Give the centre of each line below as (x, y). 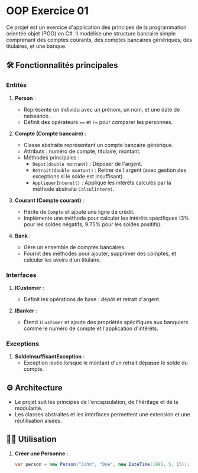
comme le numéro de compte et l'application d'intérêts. (91, 328)
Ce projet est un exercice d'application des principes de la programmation (96, 27)
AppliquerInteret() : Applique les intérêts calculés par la (102, 182)
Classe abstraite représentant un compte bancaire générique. (98, 145)
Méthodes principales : (51, 157)
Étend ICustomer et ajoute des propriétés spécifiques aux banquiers (106, 322)
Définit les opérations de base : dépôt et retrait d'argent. (92, 299)
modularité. (28, 408)
